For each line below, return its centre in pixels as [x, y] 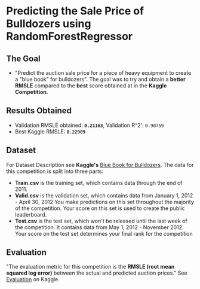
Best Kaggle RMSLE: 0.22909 [50, 131]
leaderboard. [31, 214]
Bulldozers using [49, 24]
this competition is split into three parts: [55, 171]
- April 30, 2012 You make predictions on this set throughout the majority [104, 202]
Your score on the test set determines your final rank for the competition [104, 233]
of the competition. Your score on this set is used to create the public [100, 208]
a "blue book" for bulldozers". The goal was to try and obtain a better [100, 79]
